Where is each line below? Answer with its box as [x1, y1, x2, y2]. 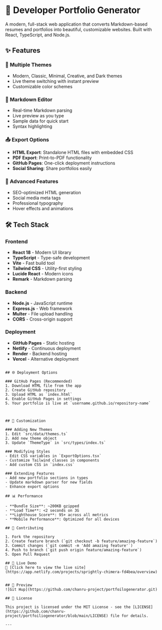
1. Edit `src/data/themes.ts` [5, 431, 68, 436]
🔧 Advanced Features [5, 178, 58, 185]
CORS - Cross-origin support [12, 316, 73, 322]
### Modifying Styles [5, 449, 50, 454]
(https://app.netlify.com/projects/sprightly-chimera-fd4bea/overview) [5, 569, 157, 574]
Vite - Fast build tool [12, 260, 55, 266]
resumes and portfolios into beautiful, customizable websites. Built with [5, 26, 152, 32]
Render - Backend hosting [12, 351, 67, 357]
